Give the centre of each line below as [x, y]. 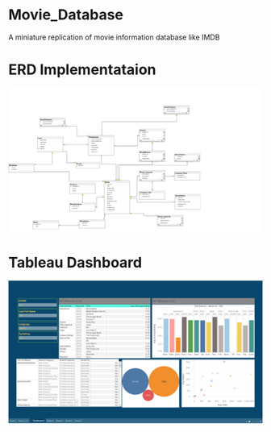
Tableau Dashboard [75, 262]
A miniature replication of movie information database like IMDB [114, 37]
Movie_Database [66, 15]
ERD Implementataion [82, 70]
